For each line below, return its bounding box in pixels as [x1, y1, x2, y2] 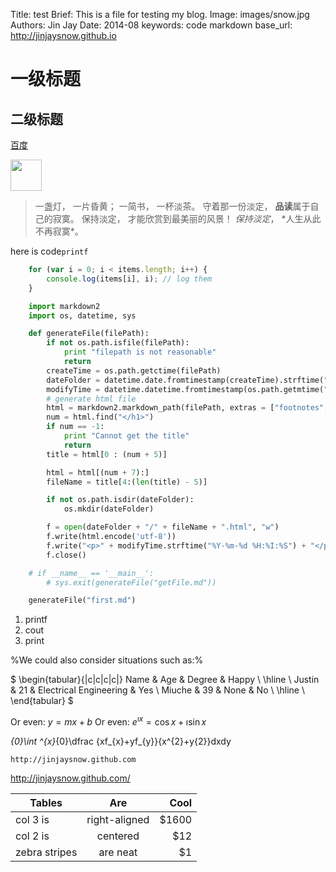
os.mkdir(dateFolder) [63, 504, 155, 514]
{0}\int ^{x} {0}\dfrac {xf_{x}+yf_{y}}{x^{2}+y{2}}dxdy [10, 735, 232, 747]
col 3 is [15, 812, 50, 826]
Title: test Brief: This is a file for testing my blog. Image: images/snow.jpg [10, 9, 310, 20]
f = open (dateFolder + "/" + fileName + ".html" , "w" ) [46, 522, 280, 533]
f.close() [46, 550, 87, 560]
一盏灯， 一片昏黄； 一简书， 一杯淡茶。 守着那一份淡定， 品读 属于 [34, 200, 311, 212]
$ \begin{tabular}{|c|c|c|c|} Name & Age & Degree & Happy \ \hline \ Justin [10, 674, 320, 686]
